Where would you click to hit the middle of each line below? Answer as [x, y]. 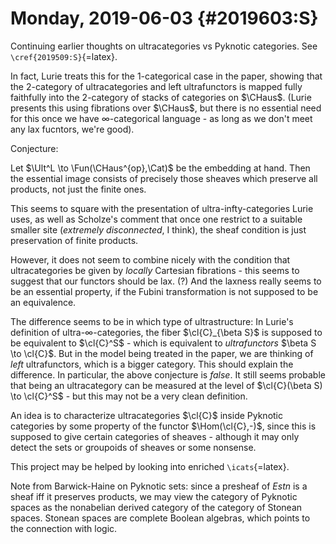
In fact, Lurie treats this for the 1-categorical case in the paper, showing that [166, 76]
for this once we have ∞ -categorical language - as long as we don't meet [161, 118]
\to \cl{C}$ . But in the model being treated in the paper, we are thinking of [162, 353]
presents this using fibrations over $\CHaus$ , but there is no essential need [166, 108]
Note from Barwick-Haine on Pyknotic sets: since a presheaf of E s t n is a [159, 486]
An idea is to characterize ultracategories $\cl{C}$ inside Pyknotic [146, 415]
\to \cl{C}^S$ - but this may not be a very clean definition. [129, 396]
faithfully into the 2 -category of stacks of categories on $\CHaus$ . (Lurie [161, 97]
